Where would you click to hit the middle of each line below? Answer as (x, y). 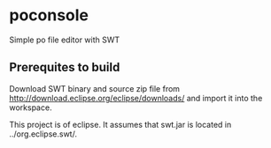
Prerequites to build (65, 67)
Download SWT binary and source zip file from (94, 88)
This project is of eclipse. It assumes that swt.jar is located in (120, 124)
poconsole (49, 15)
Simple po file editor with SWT (65, 40)
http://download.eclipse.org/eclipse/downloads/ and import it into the (136, 98)
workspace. (31, 107)
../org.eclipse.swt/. (43, 134)
